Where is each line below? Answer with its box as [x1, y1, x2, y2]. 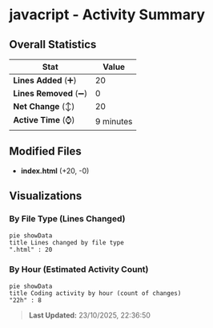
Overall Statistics [9, 38, 97, 51]
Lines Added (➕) [13, 75, 77, 86]
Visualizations [9, 189, 82, 203]
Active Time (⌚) [13, 115, 75, 125]
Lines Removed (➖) [13, 88, 87, 99]
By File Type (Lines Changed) [9, 213, 126, 225]
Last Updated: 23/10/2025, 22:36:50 [28, 310, 151, 320]
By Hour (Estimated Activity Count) [9, 264, 149, 275]
